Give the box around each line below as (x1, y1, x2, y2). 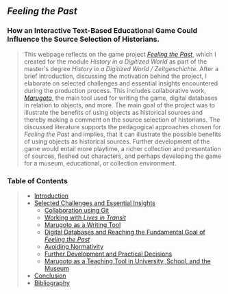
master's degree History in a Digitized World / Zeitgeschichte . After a (23, 64, 219, 72)
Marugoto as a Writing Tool (44, 220, 121, 228)
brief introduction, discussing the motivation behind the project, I (23, 72, 207, 80)
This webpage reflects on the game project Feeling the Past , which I (23, 50, 216, 58)
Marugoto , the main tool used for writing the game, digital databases (23, 94, 218, 102)
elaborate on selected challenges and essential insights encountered (23, 79, 218, 88)
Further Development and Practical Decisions (44, 250, 173, 258)
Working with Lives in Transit (44, 213, 127, 222)
